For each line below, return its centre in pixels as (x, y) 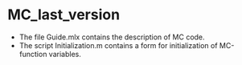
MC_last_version (64, 15)
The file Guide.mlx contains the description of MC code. (112, 37)
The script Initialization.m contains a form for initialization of (118, 45)
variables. (65, 54)
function (33, 54)
